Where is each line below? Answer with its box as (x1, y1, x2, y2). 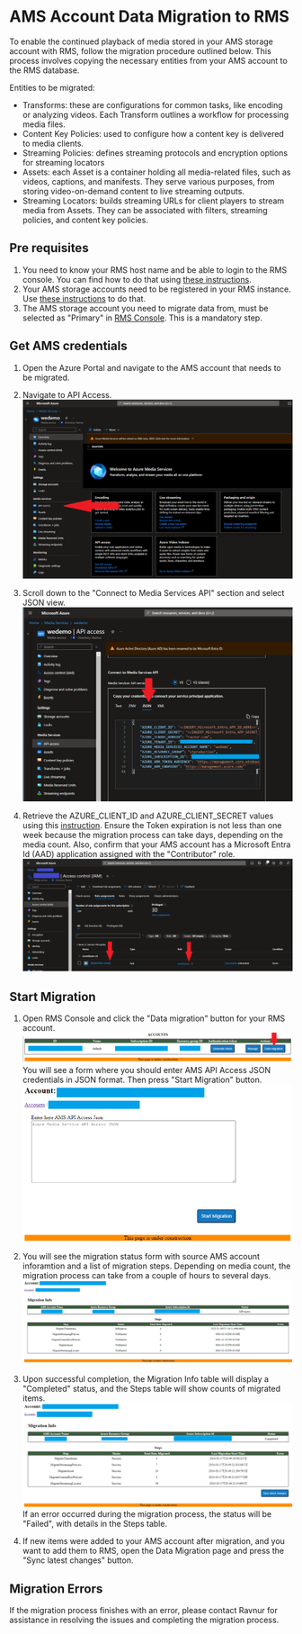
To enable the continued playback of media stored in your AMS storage (9, 36, 274, 47)
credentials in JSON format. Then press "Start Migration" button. (22, 1074, 262, 1085)
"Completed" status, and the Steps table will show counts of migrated (22, 1383, 281, 1394)
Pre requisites (9, 240, 89, 256)
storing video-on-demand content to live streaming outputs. (22, 185, 245, 196)
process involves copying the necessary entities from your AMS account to (9, 55, 288, 66)
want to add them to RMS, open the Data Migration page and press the (22, 1546, 285, 1557)
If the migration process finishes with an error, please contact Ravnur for (9, 1604, 279, 1615)
